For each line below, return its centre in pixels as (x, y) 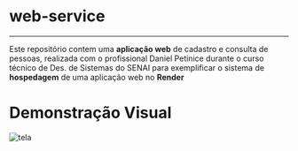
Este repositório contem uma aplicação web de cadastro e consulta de (139, 49)
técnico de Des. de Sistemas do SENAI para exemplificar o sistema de (137, 67)
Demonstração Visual (90, 113)
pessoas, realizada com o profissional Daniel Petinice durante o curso (137, 58)
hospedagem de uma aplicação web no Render (97, 77)
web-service (57, 16)
